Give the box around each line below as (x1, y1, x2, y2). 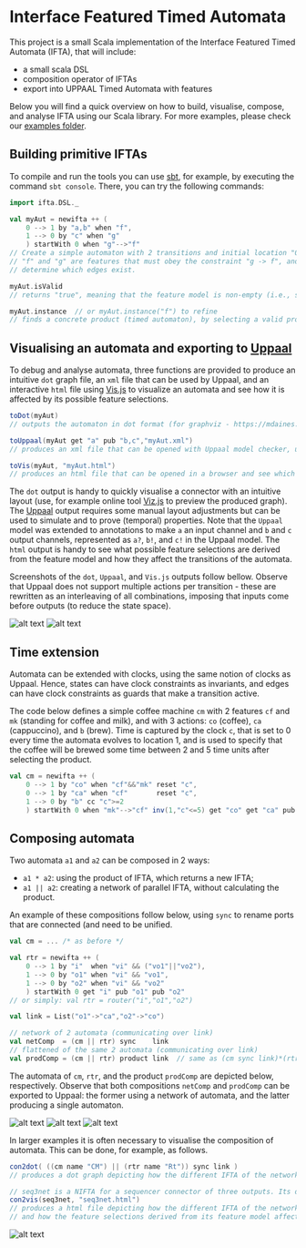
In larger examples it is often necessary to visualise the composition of (9, 1134, 274, 1145)
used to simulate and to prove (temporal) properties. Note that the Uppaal (9, 515, 283, 526)
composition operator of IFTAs (22, 73, 138, 84)
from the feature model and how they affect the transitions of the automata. (9, 554, 293, 565)
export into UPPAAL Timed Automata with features (22, 83, 213, 94)
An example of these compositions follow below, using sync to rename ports (9, 909, 294, 921)
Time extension (9, 644, 100, 660)
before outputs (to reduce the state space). (9, 600, 171, 611)
